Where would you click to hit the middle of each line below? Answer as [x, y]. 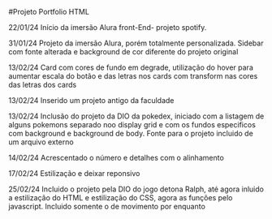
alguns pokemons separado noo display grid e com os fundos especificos [132, 125]
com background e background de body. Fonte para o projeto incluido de [131, 133]
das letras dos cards [43, 85]
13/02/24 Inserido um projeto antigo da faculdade [91, 100]
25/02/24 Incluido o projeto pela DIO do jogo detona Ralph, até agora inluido [136, 189]
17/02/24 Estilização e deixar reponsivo [74, 173]
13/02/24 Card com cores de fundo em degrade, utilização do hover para [131, 67]
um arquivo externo [41, 142]
